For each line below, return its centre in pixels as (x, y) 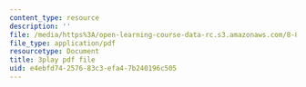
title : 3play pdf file (52, 60)
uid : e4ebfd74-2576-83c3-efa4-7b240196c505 (93, 69)
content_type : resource (55, 18)
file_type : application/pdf (63, 43)
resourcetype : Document (55, 52)
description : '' (40, 26)
